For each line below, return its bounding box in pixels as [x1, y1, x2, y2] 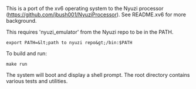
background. [6, 17, 37, 24]
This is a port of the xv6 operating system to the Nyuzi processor [6, 5, 164, 12]
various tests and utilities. [6, 78, 68, 84]
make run [6, 61, 28, 67]
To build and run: [6, 50, 47, 57]
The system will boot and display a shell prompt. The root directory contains [6, 72, 190, 78]
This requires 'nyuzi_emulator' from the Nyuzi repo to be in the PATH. [6, 29, 174, 35]
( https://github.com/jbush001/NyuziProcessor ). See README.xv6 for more [6, 11, 187, 18]
